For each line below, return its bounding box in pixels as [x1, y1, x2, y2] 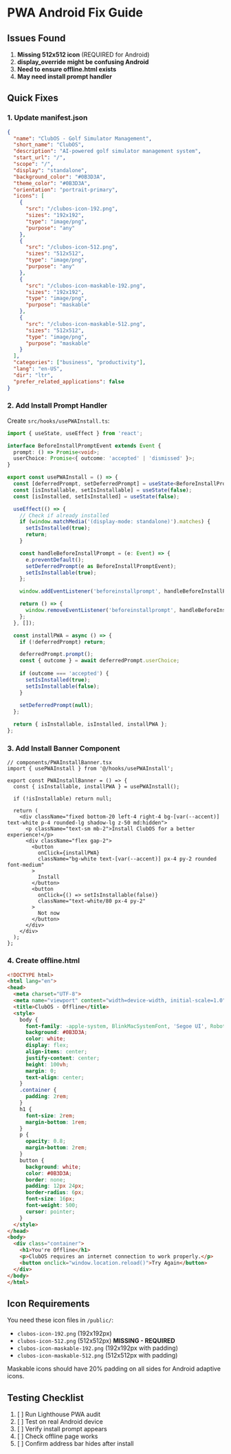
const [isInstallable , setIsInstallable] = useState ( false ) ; [13, 487, 192, 494]
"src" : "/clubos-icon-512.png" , [25, 244, 118, 251]
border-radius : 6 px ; [25, 1189, 85, 1196]
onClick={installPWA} [37, 850, 100, 856]
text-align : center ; [25, 1074, 85, 1081]
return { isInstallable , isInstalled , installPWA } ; [13, 721, 168, 728]
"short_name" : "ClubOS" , [13, 141, 85, 149]
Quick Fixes [7, 92, 58, 104]
